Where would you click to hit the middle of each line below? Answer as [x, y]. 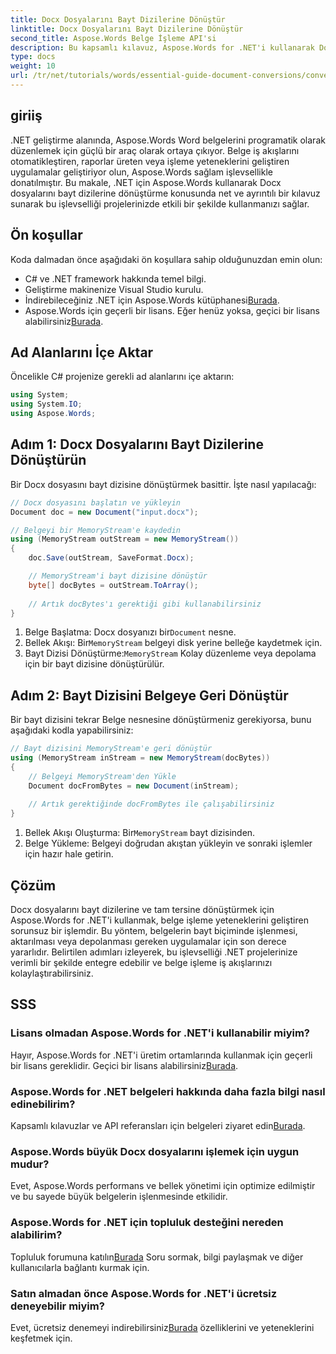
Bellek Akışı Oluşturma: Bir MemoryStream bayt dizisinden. [140, 833]
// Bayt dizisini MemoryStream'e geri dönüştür [111, 749]
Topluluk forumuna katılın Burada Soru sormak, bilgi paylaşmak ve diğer [157, 1257]
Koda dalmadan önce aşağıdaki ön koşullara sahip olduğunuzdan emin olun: [166, 259]
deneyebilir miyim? [57, 1306]
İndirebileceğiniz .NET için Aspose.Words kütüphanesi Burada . [152, 300]
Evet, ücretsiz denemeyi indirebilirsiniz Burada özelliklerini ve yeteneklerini [162, 1327]
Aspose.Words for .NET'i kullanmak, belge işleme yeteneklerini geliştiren [159, 920]
